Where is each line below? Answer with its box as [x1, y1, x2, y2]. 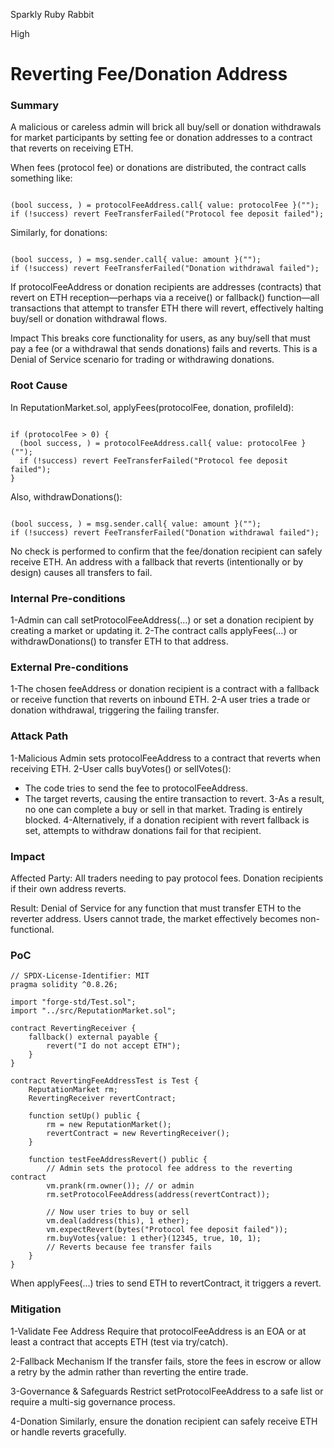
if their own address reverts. [10, 882, 127, 894]
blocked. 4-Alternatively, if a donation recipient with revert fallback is [24, 814, 310, 826]
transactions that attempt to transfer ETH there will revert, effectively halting [10, 302, 324, 314]
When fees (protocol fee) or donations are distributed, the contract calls [10, 162, 307, 174]
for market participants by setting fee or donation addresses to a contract [10, 132, 313, 144]
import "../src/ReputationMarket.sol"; [10, 1006, 177, 1016]
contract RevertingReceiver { [10, 1024, 137, 1034]
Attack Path [10, 729, 69, 743]
